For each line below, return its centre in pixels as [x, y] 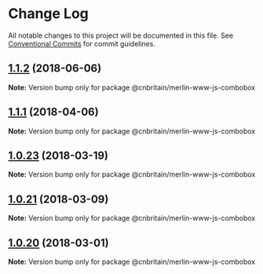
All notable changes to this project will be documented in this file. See [121, 35]
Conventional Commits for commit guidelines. [82, 43]
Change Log [48, 14]
